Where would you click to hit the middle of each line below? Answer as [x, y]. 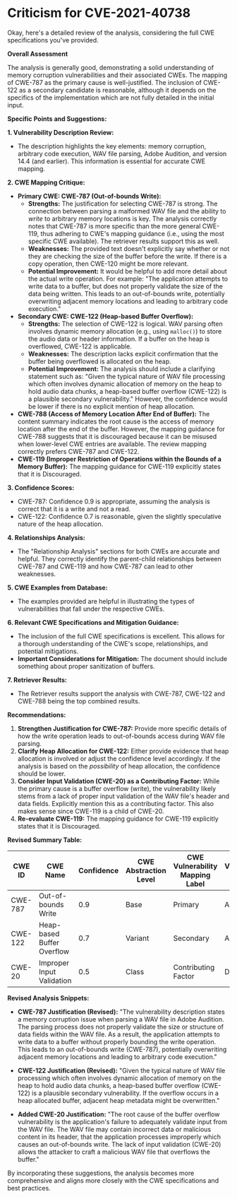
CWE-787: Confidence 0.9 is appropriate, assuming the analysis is [114, 501]
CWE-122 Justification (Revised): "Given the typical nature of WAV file [121, 1070]
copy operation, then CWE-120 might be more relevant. [108, 264]
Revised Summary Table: [45, 840]
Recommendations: [37, 715]
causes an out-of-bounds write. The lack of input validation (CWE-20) [119, 1144]
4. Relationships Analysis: [47, 537]
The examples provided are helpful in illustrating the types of [106, 601]
